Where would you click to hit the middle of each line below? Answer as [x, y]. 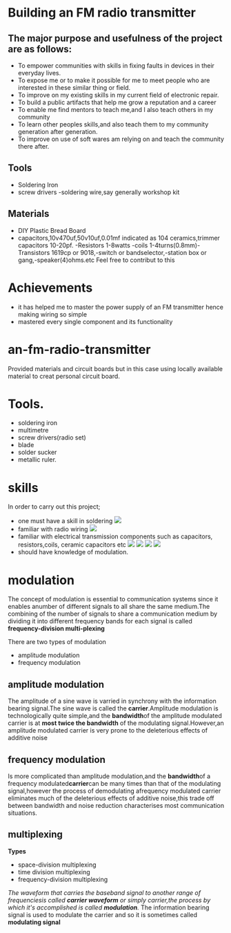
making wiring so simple [52, 314]
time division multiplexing [54, 871]
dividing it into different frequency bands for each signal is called [100, 621]
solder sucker [37, 452]
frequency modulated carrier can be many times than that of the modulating [114, 783]
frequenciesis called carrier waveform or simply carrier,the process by [109, 900]
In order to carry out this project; [54, 507]
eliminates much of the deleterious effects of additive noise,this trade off [111, 798]
